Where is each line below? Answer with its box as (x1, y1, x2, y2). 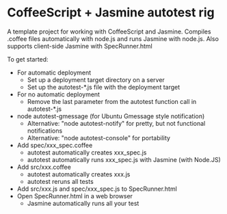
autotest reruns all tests (27, 177, 94, 185)
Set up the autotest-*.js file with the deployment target (27, 83, 181, 91)
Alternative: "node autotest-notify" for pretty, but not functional (27, 119, 206, 127)
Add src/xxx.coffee (16, 163, 72, 171)
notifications (27, 126, 63, 135)
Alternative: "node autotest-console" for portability (27, 133, 171, 142)
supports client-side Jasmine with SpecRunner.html (7, 42, 152, 50)
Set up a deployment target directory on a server (27, 75, 165, 83)
